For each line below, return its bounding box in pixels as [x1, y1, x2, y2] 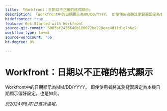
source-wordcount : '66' [5, 35, 55, 40]
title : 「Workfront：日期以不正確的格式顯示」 [5, 7, 93, 12]
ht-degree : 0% [5, 40, 35, 45]
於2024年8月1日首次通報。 [5, 101, 60, 107]
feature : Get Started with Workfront [5, 21, 83, 26]
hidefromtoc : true [5, 16, 43, 21]
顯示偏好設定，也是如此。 [9, 90, 62, 96]
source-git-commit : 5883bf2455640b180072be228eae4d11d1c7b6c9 [5, 26, 137, 31]
